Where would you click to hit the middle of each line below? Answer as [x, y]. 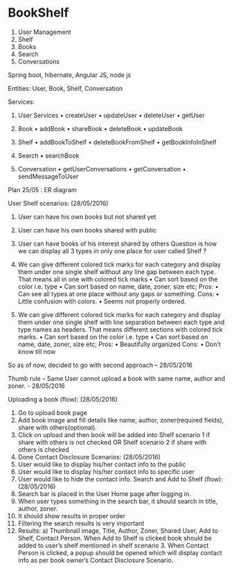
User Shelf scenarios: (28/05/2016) [58, 203]
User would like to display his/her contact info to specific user [106, 471]
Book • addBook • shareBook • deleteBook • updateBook [100, 128]
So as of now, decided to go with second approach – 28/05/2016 [100, 365]
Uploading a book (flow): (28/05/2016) [63, 399]
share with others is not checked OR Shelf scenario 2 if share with [112, 442]
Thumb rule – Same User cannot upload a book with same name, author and [117, 378]
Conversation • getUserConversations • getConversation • [102, 169]
